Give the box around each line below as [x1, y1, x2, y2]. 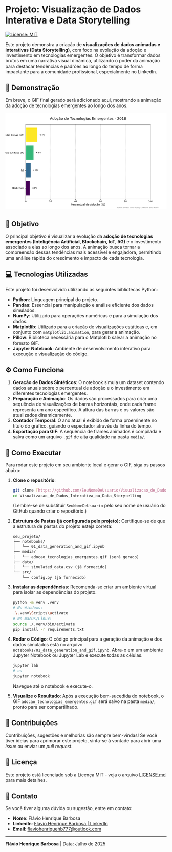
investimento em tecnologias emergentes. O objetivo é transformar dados [5, 52, 161, 58]
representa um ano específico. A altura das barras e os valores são [12, 406, 155, 413]
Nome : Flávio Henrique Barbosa [12, 815, 81, 821]
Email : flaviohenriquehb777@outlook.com [12, 826, 101, 833]
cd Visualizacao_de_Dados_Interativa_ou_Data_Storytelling [12, 493, 142, 499]
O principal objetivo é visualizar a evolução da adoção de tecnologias [5, 233, 153, 239]
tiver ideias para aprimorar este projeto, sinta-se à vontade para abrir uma [5, 737, 162, 743]
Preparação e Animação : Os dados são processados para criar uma [12, 395, 157, 401]
